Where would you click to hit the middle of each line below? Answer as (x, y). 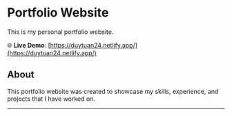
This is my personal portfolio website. (60, 32)
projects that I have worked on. (51, 99)
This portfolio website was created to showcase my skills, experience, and (113, 91)
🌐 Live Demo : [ (29, 45)
